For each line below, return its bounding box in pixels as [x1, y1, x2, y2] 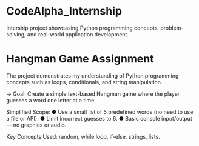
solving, [6, 30, 26, 38]
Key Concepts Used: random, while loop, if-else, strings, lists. [6, 133, 161, 140]
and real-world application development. [27, 30, 129, 38]
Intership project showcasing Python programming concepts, [6, 24, 160, 32]
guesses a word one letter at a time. [6, 96, 96, 104]
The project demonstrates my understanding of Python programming [6, 71, 179, 79]
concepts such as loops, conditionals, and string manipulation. [6, 78, 163, 85]
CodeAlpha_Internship [6, 4, 123, 18]
